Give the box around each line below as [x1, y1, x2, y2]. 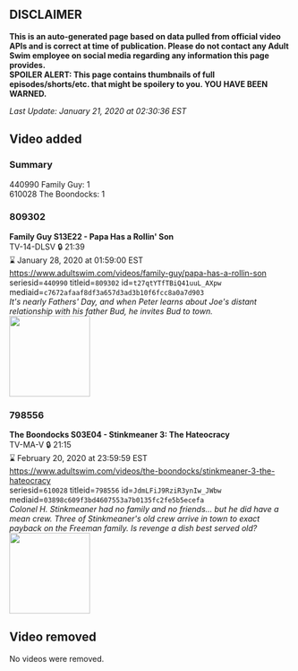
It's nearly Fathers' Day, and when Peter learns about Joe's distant [9, 296, 258, 307]
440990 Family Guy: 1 [9, 179, 91, 189]
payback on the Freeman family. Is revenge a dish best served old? [9, 523, 258, 534]
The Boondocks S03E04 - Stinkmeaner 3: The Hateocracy [9, 430, 230, 440]
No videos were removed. [9, 653, 105, 664]
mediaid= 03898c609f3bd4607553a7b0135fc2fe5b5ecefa [9, 494, 204, 505]
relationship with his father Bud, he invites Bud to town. [9, 305, 213, 317]
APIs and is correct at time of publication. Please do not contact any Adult [9, 40, 289, 51]
